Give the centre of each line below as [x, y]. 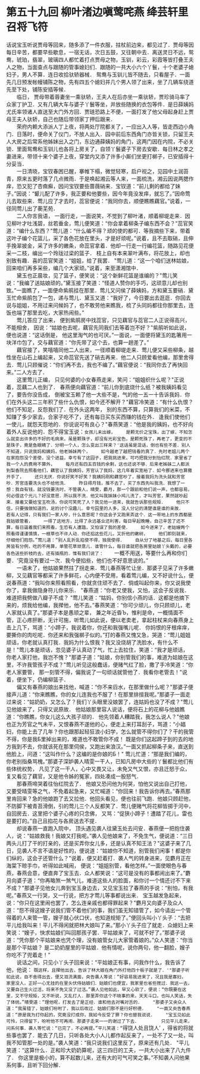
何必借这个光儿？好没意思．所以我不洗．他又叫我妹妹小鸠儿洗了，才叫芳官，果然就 [93, 496]
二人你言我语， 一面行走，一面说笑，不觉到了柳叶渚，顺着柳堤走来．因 [103, 216]
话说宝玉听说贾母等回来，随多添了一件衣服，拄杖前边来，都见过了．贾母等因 [100, 45]
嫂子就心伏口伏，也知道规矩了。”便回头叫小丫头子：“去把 [122, 917]
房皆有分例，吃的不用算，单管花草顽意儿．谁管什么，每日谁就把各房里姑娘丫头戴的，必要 [99, 546]
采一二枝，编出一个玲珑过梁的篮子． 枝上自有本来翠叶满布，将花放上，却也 [98, 253]
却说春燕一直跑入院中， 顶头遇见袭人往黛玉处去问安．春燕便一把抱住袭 [103, 828]
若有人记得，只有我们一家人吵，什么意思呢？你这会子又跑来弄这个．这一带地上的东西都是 [99, 515]
